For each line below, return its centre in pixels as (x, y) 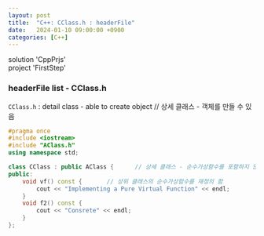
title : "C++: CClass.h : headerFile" (71, 23)
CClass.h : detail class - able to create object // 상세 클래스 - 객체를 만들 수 (126, 106)
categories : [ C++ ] (38, 37)
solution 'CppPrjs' (37, 60)
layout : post (29, 15)
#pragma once (29, 131)
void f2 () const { (52, 203)
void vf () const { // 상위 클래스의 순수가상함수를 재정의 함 (123, 181)
